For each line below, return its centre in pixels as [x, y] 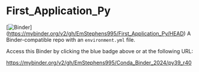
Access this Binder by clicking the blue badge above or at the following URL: [100, 51]
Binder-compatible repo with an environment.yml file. [71, 40]
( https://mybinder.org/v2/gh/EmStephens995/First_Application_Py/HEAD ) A [99, 33]
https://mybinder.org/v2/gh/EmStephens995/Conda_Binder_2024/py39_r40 [99, 63]
